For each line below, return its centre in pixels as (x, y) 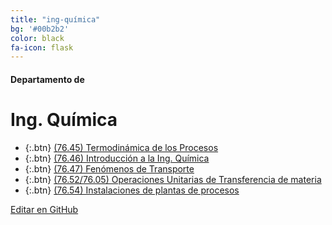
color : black (37, 38)
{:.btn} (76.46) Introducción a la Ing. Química (117, 158)
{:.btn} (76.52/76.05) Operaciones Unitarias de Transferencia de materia (173, 179)
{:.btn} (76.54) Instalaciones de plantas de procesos (132, 190)
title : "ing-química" (55, 19)
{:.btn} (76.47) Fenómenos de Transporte (109, 168)
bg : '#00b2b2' (40, 29)
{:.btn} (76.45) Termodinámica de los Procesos (121, 147)
